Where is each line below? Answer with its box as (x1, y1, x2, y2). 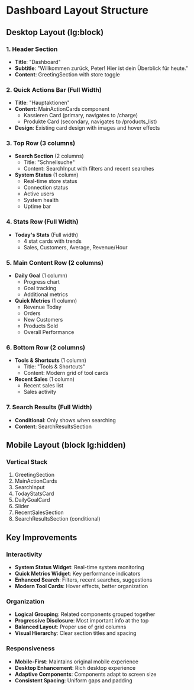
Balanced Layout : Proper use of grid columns (14, 623, 127, 631)
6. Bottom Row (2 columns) (6, 343, 86, 351)
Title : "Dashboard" (14, 58, 61, 65)
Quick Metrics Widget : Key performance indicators (14, 570, 141, 577)
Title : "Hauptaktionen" (14, 99, 70, 107)
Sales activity (23, 389, 57, 396)
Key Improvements (6, 532, 77, 543)
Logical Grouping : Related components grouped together (14, 611, 156, 618)
